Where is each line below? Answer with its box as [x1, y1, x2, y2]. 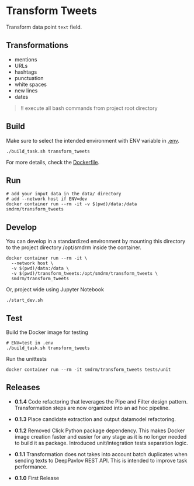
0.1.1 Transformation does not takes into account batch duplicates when [14, 450, 188, 457]
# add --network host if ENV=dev [6, 196, 88, 202]
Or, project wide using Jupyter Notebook [6, 286, 104, 293]
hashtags [14, 68, 37, 75]
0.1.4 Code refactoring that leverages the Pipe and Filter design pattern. [14, 398, 188, 405]
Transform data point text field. [6, 23, 82, 30]
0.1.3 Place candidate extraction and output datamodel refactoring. [14, 415, 176, 422]
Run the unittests [6, 356, 47, 362]
